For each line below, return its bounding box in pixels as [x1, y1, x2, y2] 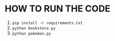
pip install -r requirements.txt [12, 20, 83, 25]
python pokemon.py [12, 31, 51, 36]
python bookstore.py [12, 25, 56, 30]
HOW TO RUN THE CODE [5, 3, 111, 14]
